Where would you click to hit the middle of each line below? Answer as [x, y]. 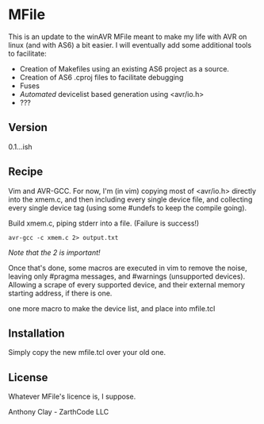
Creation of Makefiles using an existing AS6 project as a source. [124, 68]
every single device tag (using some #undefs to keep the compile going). [128, 207]
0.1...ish [21, 146]
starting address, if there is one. [60, 293]
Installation [36, 333]
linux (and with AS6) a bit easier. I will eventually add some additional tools [130, 44]
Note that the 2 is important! [54, 252]
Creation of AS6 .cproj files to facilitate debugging [101, 77]
